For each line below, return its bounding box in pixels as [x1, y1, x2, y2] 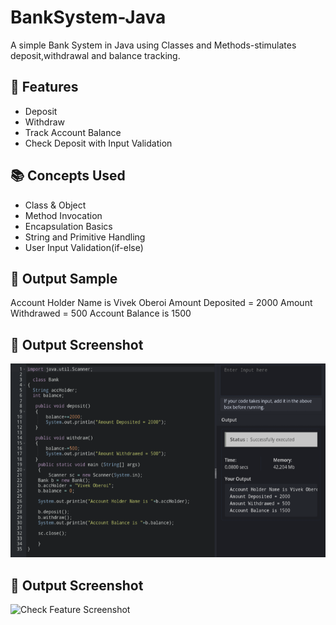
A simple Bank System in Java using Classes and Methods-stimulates [10, 39, 297, 51]
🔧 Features [10, 79, 79, 96]
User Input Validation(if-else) [24, 241, 144, 253]
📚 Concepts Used [10, 167, 126, 185]
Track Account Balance [24, 126, 122, 138]
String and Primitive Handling [24, 231, 146, 243]
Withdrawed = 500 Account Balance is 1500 [10, 307, 192, 320]
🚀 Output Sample [10, 270, 118, 287]
